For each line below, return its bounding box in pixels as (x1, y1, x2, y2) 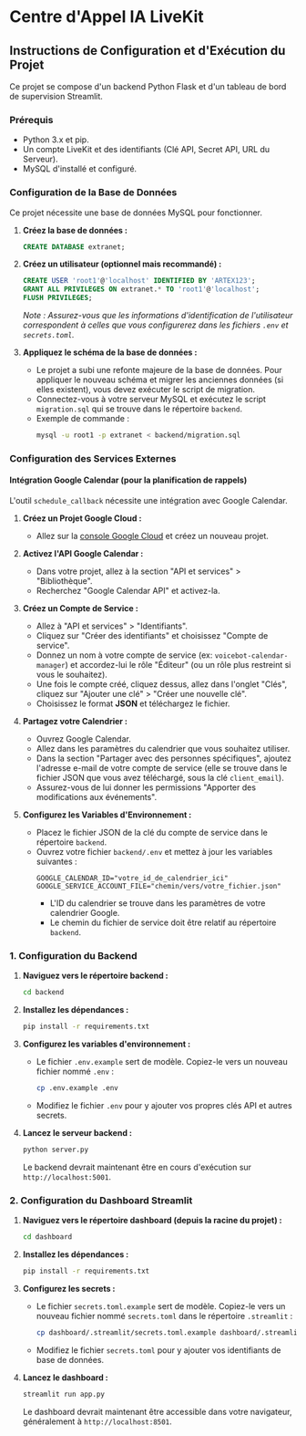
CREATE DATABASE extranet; (22, 242, 126, 252)
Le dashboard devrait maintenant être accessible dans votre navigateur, (22, 1406, 292, 1417)
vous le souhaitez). (36, 669, 107, 681)
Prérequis (9, 113, 54, 126)
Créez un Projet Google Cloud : (22, 513, 142, 524)
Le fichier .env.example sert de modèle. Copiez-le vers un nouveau (36, 1056, 289, 1067)
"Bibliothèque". (36, 576, 93, 587)
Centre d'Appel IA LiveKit (9, 6, 205, 27)
